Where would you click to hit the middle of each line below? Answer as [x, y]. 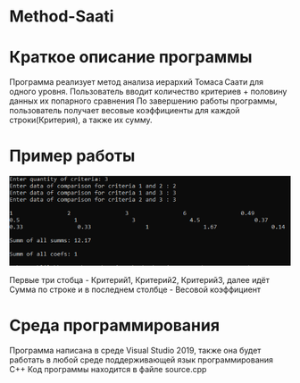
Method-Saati [62, 17]
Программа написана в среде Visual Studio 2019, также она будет [135, 350]
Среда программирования [115, 325]
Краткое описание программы [131, 58]
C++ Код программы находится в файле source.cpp [108, 369]
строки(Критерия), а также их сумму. [81, 120]
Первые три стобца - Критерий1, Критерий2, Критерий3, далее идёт [140, 279]
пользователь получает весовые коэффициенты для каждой [125, 111]
